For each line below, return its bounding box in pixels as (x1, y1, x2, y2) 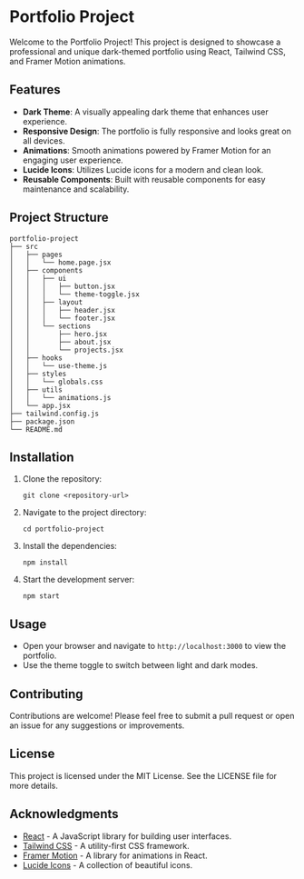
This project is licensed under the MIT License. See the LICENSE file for (9, 770, 278, 781)
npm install (22, 558, 68, 567)
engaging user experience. (22, 155, 124, 165)
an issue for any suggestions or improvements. (9, 720, 185, 731)
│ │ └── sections (9, 321, 92, 331)
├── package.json (9, 416, 75, 426)
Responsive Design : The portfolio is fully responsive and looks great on (22, 125, 292, 136)
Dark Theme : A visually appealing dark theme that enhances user (22, 106, 270, 117)
